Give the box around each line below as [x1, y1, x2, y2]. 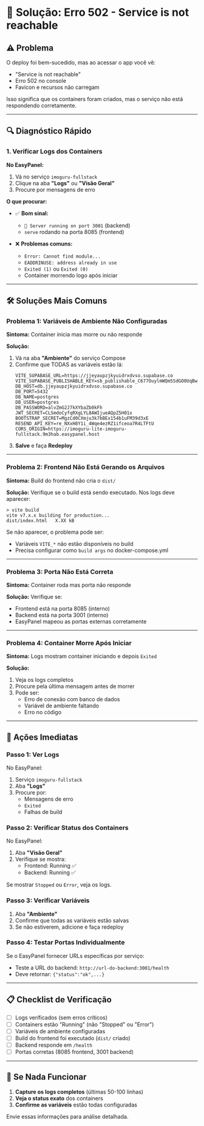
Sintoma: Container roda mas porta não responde [6, 581, 132, 589]
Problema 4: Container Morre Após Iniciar [6, 639, 132, 647]
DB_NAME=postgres [15, 394, 59, 400]
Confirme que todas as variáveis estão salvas [15, 916, 129, 924]
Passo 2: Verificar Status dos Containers [6, 823, 129, 832]
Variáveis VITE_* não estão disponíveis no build [15, 540, 134, 547]
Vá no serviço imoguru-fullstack [15, 173, 98, 180]
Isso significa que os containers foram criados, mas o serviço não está [6, 96, 183, 102]
